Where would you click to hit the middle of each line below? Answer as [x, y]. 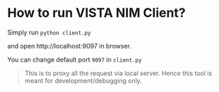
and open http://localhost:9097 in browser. [70, 46]
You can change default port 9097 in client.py [75, 59]
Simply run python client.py [49, 32]
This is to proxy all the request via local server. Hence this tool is [118, 73]
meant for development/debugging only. [83, 80]
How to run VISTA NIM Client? [96, 13]
